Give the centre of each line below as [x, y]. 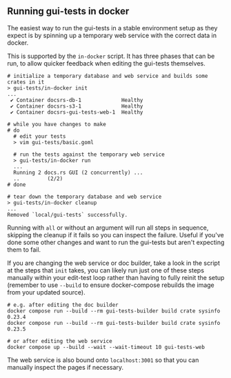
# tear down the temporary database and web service [84, 197]
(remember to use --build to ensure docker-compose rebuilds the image [111, 285]
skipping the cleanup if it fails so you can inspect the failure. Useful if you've [115, 235]
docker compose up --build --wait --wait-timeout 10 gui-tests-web [106, 347]
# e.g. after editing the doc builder [63, 305]
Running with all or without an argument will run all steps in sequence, [108, 228]
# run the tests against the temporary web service [89, 155]
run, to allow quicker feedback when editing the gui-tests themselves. [106, 63]
